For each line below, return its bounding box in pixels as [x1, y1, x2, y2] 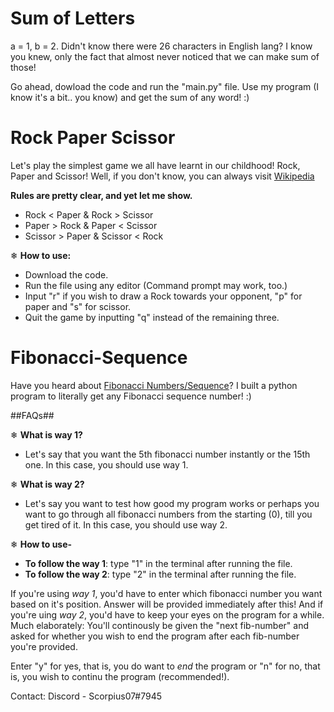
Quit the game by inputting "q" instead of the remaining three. [24, 311, 280, 323]
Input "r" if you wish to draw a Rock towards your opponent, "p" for [24, 290, 303, 302]
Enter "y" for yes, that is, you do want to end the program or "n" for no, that [10, 660, 321, 672]
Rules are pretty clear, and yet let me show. [10, 189, 193, 201]
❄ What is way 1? [10, 428, 83, 441]
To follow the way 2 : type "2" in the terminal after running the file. [24, 568, 297, 580]
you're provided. [10, 640, 78, 652]
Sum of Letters [10, 7, 136, 30]
